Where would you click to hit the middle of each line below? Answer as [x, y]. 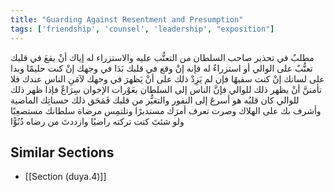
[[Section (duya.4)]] [65, 177]
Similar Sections [62, 152]
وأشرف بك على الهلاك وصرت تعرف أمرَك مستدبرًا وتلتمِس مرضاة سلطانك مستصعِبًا [166, 110]
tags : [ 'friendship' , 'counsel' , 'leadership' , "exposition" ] [142, 29]
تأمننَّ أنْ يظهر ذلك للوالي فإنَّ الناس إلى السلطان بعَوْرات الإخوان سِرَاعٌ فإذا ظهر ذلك [166, 89]
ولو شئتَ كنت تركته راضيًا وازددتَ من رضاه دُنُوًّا [97, 121]
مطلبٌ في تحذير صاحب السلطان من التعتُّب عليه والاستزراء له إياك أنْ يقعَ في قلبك [162, 57]
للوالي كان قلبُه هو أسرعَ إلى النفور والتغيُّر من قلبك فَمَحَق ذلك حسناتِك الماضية [155, 100]
